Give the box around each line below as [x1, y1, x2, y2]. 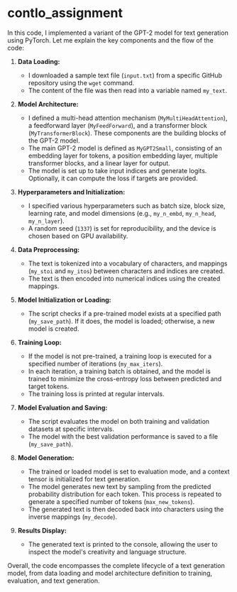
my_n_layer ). [28, 216, 65, 225]
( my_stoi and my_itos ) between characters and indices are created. [28, 266, 225, 275]
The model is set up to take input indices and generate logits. [28, 166, 207, 175]
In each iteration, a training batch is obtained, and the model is [28, 367, 211, 376]
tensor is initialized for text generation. [28, 474, 141, 483]
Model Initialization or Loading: [17, 295, 111, 304]
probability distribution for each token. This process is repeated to [28, 490, 222, 498]
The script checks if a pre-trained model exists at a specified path [28, 309, 221, 317]
